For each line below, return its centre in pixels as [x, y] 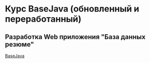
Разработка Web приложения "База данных [75, 37]
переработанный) [43, 19]
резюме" [20, 44]
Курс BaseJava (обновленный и [72, 9]
